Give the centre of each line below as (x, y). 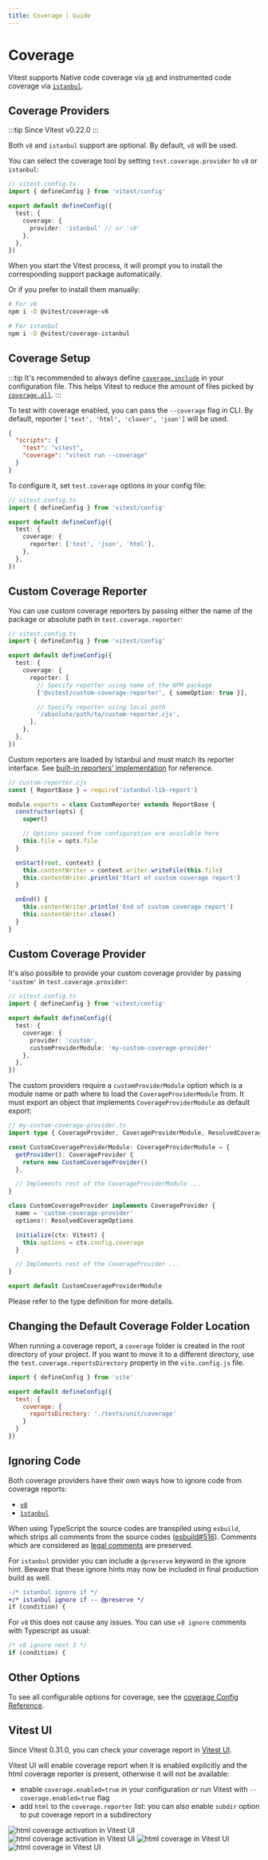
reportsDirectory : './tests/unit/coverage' (103, 1414)
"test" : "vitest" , (53, 448)
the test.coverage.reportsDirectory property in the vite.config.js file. (126, 1363)
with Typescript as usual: (49, 1631)
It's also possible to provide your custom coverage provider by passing (125, 973)
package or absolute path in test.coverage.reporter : (96, 619)
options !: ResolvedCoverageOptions (75, 1221)
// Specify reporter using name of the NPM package (125, 685)
